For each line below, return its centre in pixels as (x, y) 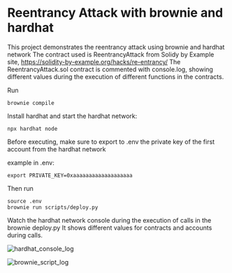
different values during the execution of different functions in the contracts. (116, 76)
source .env (24, 201)
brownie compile (31, 103)
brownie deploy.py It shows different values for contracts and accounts (110, 228)
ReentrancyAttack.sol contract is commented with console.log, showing (110, 69)
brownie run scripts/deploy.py (53, 207)
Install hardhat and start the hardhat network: (72, 116)
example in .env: (31, 163)
